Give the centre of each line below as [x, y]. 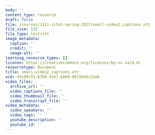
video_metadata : [23, 106]
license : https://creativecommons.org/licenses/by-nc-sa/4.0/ [73, 63]
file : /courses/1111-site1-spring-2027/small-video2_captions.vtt [78, 24]
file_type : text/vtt [27, 34]
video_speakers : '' [31, 110]
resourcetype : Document [31, 67]
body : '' [15, 10]
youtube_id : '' [26, 124]
